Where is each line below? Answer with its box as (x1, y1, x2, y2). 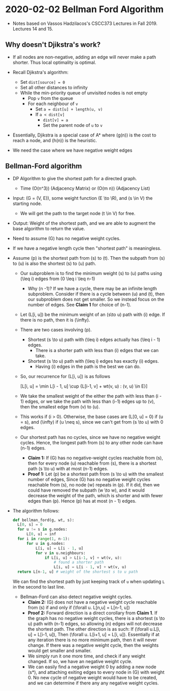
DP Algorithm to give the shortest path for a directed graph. (12, 175, 137, 181)
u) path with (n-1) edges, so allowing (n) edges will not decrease (27, 620, 162, 627)
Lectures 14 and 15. (12, 25, 53, 31)
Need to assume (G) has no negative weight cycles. (12, 235, 121, 241)
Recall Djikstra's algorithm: (12, 69, 69, 75)
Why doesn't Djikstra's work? (5, 41, 101, 49)
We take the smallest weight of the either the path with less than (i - (20, 393, 162, 399)
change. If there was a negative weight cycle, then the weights (27, 642, 159, 648)
